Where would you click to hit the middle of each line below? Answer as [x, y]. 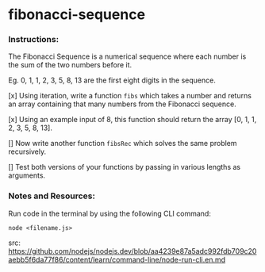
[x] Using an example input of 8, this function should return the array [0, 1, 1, [132, 120]
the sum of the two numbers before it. [70, 65]
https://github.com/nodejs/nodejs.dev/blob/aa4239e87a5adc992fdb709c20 [132, 251]
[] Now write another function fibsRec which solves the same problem [123, 144]
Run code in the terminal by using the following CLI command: [110, 213]
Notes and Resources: [52, 196]
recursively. [27, 151]
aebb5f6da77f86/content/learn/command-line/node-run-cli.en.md [117, 259]
